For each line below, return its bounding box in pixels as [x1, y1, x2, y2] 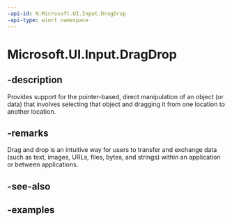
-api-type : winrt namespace [7, 17, 89, 24]
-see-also [7, 180, 51, 192]
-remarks [7, 127, 49, 139]
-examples [7, 204, 55, 216]
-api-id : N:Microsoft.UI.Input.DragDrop [7, 10, 127, 17]
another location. [7, 107, 56, 115]
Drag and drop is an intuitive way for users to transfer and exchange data [7, 146, 217, 154]
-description [7, 74, 63, 86]
